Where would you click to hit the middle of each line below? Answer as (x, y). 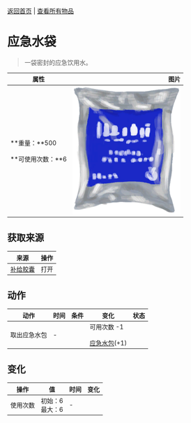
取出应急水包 (29, 335)
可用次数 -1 (107, 327)
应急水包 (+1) (108, 343)
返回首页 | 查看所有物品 (41, 11)
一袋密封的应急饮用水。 (58, 62)
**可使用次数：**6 (39, 159)
